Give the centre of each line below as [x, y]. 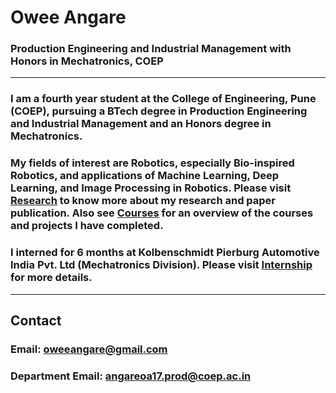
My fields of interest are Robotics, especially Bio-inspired [152, 163]
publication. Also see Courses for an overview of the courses [162, 213]
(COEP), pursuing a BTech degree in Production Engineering [159, 111]
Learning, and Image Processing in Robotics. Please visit [151, 188]
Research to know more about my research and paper [143, 201]
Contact [36, 321]
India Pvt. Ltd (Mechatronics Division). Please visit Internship [161, 265]
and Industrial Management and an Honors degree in [141, 124]
